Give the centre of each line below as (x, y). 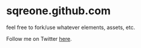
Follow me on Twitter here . (39, 39)
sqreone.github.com (58, 11)
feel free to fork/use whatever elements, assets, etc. (71, 27)
